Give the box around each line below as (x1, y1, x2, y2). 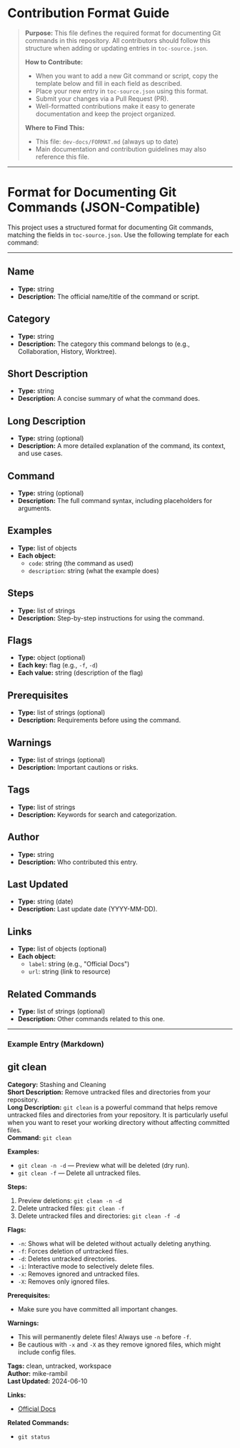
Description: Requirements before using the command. (17, 716, 181, 725)
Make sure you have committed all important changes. (17, 1304, 178, 1313)
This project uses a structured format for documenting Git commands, (7, 223, 214, 232)
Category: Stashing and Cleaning (7, 1080, 106, 1089)
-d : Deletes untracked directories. (17, 1254, 117, 1263)
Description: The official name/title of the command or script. (17, 292, 200, 301)
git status (17, 1433, 51, 1441)
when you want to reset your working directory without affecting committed (7, 1118, 230, 1126)
